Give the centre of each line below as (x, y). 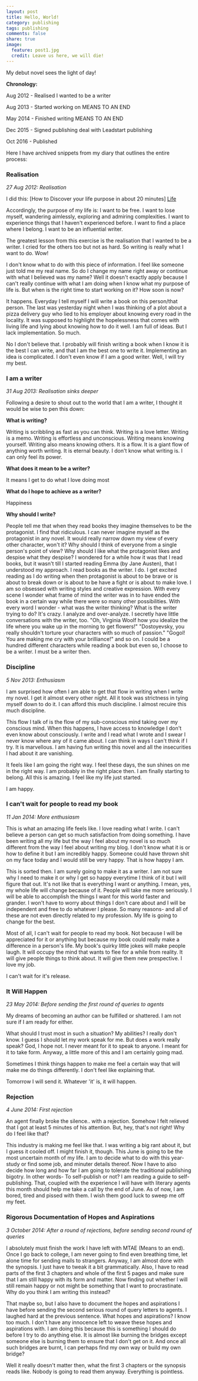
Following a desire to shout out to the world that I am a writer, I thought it (94, 403)
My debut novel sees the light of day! (51, 72)
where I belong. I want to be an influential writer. (65, 229)
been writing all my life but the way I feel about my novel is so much (88, 841)
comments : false (26, 34)
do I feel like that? (27, 1134)
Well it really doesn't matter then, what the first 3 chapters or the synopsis (96, 1365)
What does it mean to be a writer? (48, 469)
